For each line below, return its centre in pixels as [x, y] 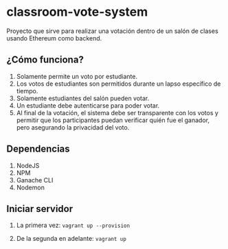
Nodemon [31, 187]
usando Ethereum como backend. [54, 38]
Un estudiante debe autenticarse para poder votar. [88, 105]
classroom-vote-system [77, 12]
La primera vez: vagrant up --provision [73, 225]
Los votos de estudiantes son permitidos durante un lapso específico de [118, 84]
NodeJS [28, 165]
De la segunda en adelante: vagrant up [71, 239]
